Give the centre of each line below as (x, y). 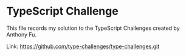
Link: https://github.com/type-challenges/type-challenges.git (83, 46)
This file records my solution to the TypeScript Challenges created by (93, 28)
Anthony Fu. (22, 34)
